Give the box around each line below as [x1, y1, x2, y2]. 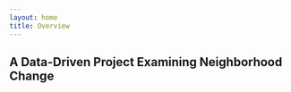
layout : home [9, 13, 58, 22]
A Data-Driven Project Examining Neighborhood [9, 54, 283, 70]
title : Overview [9, 21, 70, 30]
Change [9, 68, 55, 83]
